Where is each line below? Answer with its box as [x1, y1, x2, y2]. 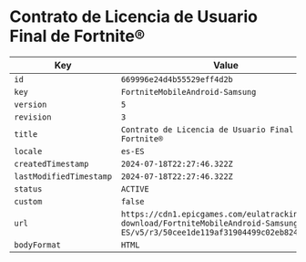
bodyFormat [14, 239, 61, 250]
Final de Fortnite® [9, 26, 146, 47]
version [14, 99, 47, 110]
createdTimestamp [14, 158, 89, 169]
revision [14, 111, 52, 122]
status [14, 183, 43, 194]
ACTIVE [120, 183, 149, 194]
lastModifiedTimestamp [14, 171, 112, 182]
